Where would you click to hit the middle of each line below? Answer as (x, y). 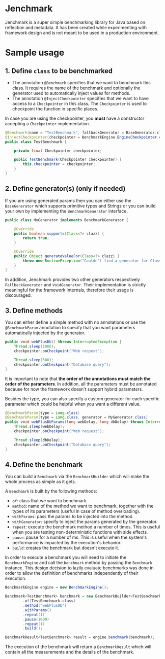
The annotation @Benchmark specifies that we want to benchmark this (81, 82)
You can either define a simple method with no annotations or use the (75, 322)
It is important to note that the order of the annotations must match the (78, 379)
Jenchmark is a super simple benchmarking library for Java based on (75, 22)
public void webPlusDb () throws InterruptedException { (63, 342)
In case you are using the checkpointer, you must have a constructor (75, 118)
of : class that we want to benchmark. (50, 501)
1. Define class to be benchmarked (59, 71)
